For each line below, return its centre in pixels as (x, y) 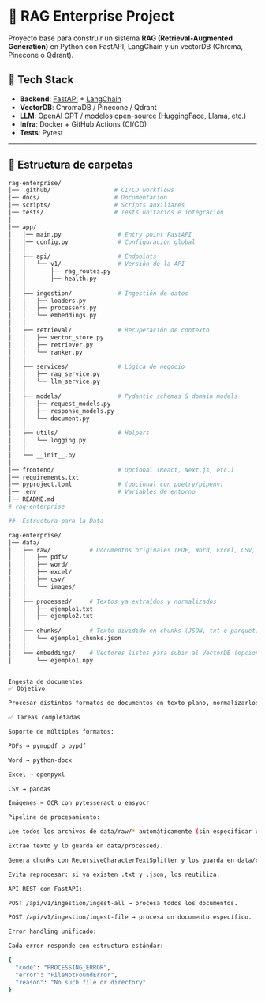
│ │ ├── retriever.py (50, 345)
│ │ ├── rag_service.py (54, 374)
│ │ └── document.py (49, 419)
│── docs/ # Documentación (88, 198)
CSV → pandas (30, 789)
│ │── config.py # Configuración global (102, 242)
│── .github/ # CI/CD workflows (91, 190)
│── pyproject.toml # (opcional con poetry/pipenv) (116, 485)
